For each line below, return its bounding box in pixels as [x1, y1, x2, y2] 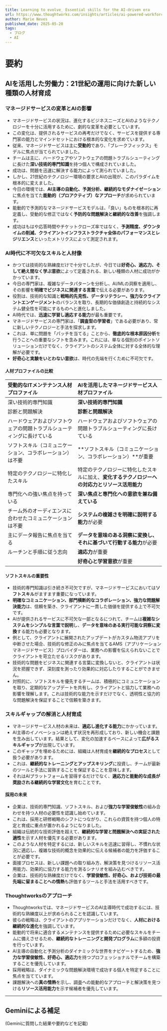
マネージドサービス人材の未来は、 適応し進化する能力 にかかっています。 [12, 723, 160, 729]
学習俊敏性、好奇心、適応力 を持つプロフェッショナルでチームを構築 [21, 954, 161, 961]
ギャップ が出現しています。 [21, 742, 78, 748]
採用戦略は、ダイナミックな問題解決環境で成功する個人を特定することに [12, 967, 161, 973]
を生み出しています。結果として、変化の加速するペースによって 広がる [12, 736, 155, 742]
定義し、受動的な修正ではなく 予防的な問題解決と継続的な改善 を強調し [12, 211, 157, 217]
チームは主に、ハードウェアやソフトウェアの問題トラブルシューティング [12, 155, 161, 161]
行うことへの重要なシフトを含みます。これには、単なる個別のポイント [12, 337, 156, 343]
